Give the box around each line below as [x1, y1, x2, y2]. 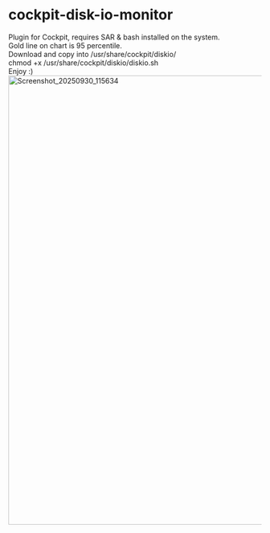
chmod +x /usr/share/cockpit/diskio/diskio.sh [8, 58, 159, 68]
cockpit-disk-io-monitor [8, 6, 174, 24]
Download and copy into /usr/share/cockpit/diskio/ [8, 49, 177, 59]
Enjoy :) [8, 66, 34, 76]
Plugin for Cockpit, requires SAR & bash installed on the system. [8, 32, 220, 42]
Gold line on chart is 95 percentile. [8, 40, 123, 50]
